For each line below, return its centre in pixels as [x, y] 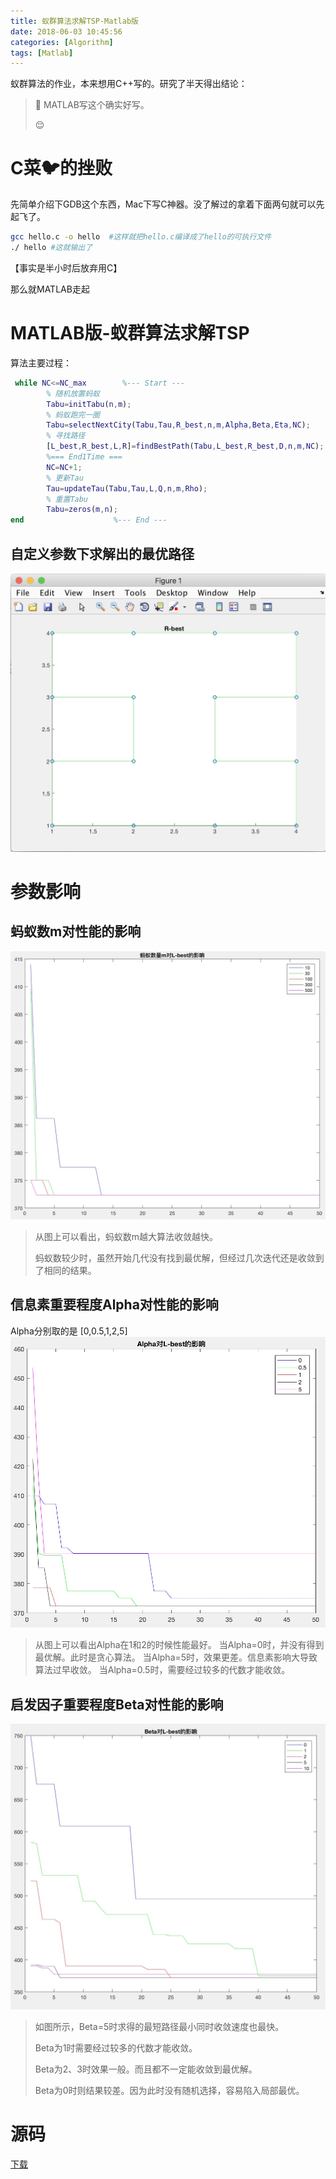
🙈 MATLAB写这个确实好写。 [92, 105]
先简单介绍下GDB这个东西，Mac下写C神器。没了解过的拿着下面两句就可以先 [167, 204]
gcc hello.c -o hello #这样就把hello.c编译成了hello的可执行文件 [141, 237]
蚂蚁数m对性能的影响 [76, 931]
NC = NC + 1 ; [64, 467]
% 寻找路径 [66, 436]
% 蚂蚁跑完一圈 [73, 415]
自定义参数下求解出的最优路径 [102, 553]
